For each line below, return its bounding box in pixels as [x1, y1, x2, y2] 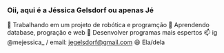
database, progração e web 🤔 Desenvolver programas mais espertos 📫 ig [7, 29, 218, 37]
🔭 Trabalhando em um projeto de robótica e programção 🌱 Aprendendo [7, 21, 210, 29]
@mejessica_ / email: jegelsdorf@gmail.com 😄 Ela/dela [7, 38, 165, 46]
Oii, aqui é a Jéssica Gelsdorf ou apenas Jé [7, 5, 154, 15]
